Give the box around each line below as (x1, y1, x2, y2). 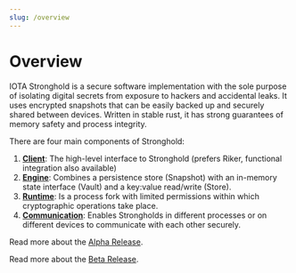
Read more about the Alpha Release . (9, 237, 144, 247)
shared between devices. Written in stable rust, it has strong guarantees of (9, 108, 284, 120)
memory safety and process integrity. (9, 118, 147, 129)
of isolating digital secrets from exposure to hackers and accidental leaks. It (9, 90, 287, 100)
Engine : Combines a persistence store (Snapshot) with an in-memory (21, 172, 278, 182)
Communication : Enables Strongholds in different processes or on (21, 210, 267, 221)
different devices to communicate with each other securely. (21, 219, 242, 229)
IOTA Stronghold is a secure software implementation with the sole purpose (9, 81, 287, 92)
